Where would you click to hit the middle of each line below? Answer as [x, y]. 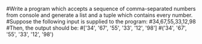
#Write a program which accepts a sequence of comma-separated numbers [101, 9]
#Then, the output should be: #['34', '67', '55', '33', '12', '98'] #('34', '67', [97, 28]
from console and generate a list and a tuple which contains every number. [99, 15]
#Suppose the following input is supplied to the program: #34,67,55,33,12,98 [101, 21]
